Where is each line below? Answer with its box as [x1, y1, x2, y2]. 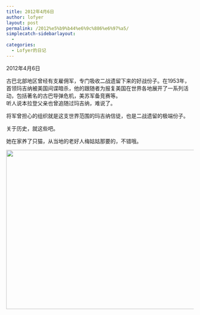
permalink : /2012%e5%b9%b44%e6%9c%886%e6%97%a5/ [6, 25, 129, 32]
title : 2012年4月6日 [6, 8, 55, 15]
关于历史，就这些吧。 [6, 124, 58, 132]
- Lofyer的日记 [11, 48, 46, 54]
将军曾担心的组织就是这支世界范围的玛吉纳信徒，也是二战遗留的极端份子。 [6, 112, 189, 119]
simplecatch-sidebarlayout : [6, 31, 76, 37]
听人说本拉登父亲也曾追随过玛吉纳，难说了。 [6, 99, 116, 107]
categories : [6, 42, 36, 48]
